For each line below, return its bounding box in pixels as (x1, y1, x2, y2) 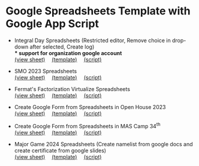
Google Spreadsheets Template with (5, 4, 191, 18)
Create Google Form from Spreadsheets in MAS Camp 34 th (14, 121, 161, 129)
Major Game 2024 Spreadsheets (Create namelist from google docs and (14, 140, 193, 147)
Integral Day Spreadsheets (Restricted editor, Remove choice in (14, 37, 171, 44)
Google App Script (5, 17, 99, 31)
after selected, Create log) (29, 43, 95, 50)
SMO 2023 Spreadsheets (14, 67, 77, 74)
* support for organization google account (14, 49, 122, 56)
